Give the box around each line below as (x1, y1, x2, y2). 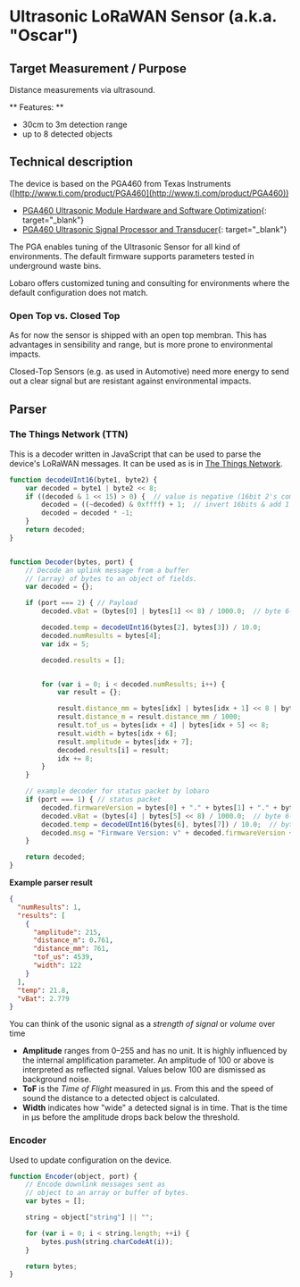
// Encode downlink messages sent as (25, 1180, 166, 1190)
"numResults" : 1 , (17, 903, 82, 912)
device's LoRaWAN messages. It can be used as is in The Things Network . (9, 458, 283, 468)
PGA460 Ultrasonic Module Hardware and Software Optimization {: (21, 205, 267, 215)
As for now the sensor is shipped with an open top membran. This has (9, 330, 268, 341)
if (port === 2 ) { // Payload (25, 599, 138, 608)
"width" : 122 (32, 961, 82, 971)
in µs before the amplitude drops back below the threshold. (21, 1112, 240, 1123)
